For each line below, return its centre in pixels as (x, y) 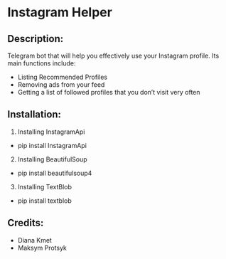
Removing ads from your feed (61, 85)
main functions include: (42, 63)
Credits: (26, 223)
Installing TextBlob (45, 186)
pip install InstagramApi (52, 145)
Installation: (34, 115)
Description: (36, 39)
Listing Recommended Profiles (63, 77)
